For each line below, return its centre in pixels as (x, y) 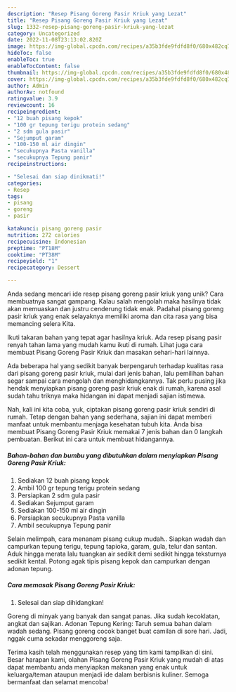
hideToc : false (29, 53)
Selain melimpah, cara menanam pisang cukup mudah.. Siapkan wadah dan (117, 539)
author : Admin (28, 86)
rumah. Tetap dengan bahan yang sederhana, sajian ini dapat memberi (110, 417)
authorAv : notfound (36, 92)
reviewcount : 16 (31, 105)
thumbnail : (23, 72)
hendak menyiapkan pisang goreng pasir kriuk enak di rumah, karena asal (114, 388)
